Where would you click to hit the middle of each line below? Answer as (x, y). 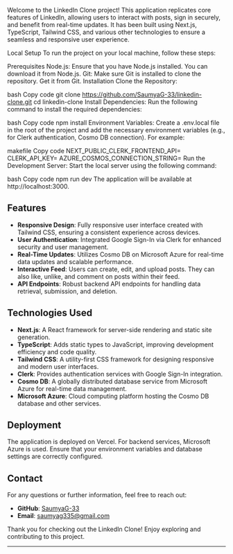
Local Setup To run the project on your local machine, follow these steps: (112, 53)
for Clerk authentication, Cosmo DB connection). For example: (96, 137)
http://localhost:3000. (38, 186)
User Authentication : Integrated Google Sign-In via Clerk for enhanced (119, 239)
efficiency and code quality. (57, 352)
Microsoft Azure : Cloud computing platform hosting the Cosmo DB (113, 396)
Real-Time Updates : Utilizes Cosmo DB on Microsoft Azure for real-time (120, 254)
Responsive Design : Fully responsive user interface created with (110, 225)
